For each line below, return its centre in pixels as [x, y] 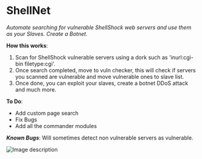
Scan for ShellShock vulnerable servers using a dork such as [92, 57]
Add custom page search [47, 113]
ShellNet [28, 11]
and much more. [36, 89]
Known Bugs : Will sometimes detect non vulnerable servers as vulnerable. [100, 138]
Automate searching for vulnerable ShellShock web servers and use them [99, 27]
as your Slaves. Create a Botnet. [47, 33]
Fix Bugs [26, 120]
